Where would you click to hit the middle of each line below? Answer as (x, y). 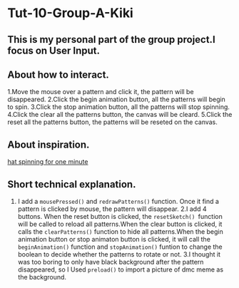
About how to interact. (58, 74)
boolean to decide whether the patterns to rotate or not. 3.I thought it (119, 254)
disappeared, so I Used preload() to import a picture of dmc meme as (120, 269)
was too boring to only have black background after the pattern (111, 262)
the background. (42, 277)
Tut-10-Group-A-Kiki (70, 13)
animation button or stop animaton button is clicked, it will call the (114, 240)
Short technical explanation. (72, 184)
